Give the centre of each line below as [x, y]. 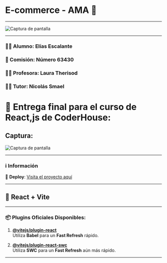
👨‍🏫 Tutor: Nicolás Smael [35, 86]
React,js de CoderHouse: [58, 117]
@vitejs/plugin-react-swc [40, 245]
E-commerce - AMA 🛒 [51, 10]
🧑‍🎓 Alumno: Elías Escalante [39, 46]
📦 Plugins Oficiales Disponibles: [45, 217]
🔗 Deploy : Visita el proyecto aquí [39, 177]
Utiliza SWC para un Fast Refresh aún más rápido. [64, 251]
